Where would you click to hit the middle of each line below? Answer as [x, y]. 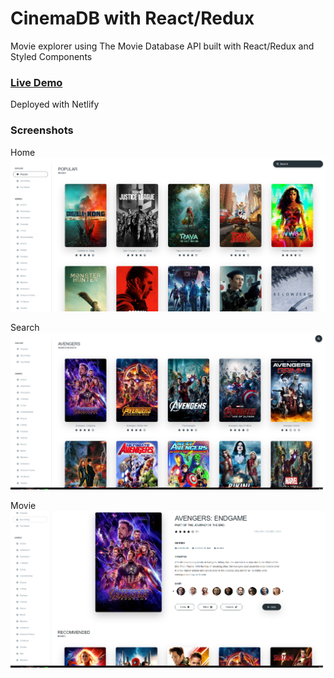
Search [25, 328]
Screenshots [42, 130]
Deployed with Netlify [55, 104]
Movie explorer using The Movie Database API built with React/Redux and [162, 46]
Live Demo [36, 82]
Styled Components [51, 56]
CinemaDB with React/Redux [132, 18]
